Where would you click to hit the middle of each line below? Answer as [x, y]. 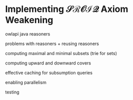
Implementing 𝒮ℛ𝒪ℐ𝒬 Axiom [67, 9]
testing [12, 92]
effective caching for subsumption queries [49, 72]
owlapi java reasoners [28, 34]
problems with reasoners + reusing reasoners [52, 43]
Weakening [29, 20]
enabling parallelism [26, 82]
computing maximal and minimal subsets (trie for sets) [61, 53]
